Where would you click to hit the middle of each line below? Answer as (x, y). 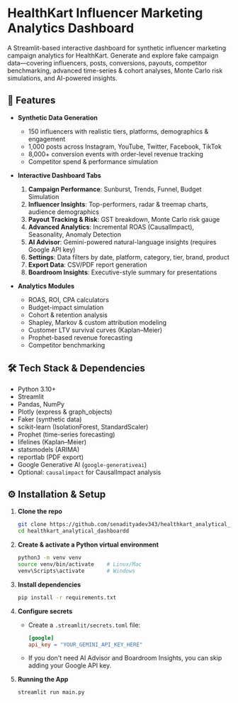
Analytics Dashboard (71, 28)
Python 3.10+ (37, 389)
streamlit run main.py (51, 692)
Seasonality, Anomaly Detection (75, 234)
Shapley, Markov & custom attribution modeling (97, 322)
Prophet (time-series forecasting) (66, 434)
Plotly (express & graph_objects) (65, 412)
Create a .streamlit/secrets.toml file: (84, 625)
